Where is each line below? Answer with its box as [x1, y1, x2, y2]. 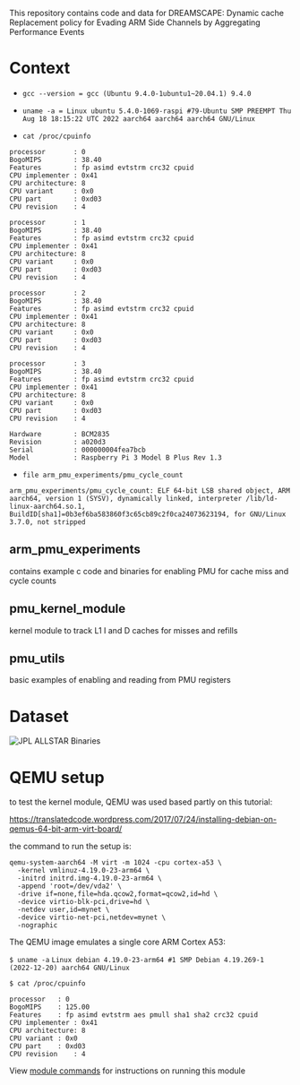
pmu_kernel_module [9, 601, 126, 616]
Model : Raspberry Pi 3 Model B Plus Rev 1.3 [9, 452, 222, 462]
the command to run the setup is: [9, 841, 132, 852]
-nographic [17, 921, 58, 930]
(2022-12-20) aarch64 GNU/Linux [9, 963, 130, 973]
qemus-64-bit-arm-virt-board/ [9, 823, 123, 834]
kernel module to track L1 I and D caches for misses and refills [9, 624, 238, 635]
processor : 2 [9, 288, 87, 297]
